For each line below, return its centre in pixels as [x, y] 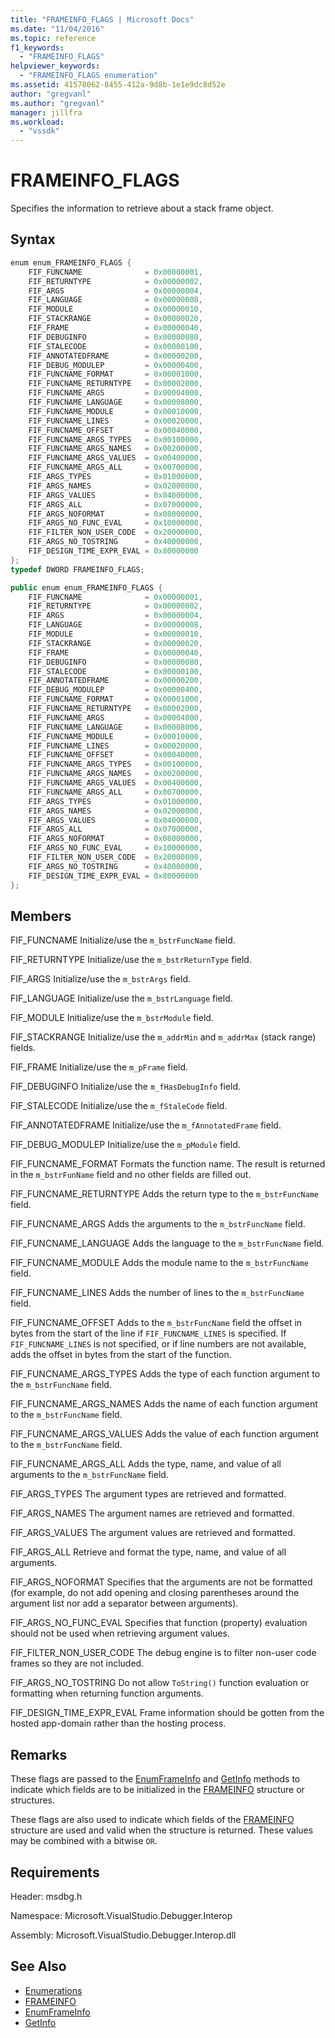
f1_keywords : [37, 47]
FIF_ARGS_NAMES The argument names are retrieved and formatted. [152, 1513]
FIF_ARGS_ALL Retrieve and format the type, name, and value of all [148, 1552]
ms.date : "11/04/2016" [57, 29]
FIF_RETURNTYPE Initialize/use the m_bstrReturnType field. [131, 960]
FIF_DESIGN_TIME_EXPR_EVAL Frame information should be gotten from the [167, 1713]
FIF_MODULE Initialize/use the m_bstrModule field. [112, 1018]
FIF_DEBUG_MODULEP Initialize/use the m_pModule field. [125, 1145]
